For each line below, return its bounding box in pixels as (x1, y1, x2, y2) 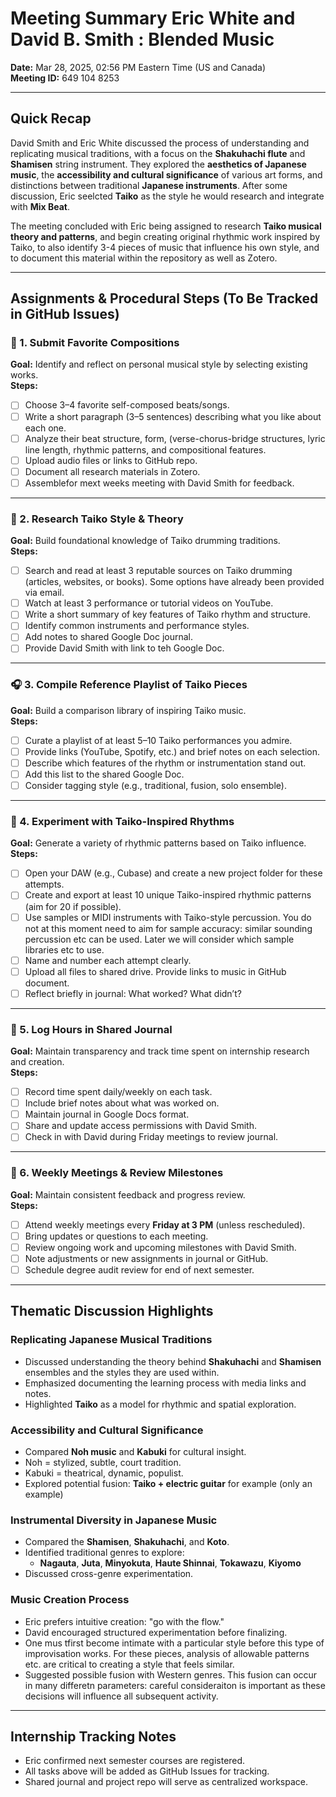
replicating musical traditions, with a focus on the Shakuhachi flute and (10, 147, 306, 159)
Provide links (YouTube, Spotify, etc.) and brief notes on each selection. (24, 745, 321, 757)
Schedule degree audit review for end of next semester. (24, 1263, 255, 1276)
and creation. (10, 1056, 65, 1068)
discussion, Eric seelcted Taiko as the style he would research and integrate (10, 190, 325, 202)
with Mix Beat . (10, 200, 70, 212)
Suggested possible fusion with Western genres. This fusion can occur (24, 1668, 318, 1681)
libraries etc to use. (24, 943, 105, 956)
